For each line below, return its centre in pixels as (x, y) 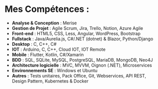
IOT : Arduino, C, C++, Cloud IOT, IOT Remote (59, 49)
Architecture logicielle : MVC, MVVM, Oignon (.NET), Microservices (82, 65)
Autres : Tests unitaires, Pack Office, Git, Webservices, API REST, (79, 76)
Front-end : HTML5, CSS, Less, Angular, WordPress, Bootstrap (76, 33)
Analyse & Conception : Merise (44, 23)
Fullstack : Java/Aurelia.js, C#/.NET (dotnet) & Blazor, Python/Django (82, 39)
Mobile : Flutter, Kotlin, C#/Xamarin (48, 54)
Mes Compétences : (47, 9)
